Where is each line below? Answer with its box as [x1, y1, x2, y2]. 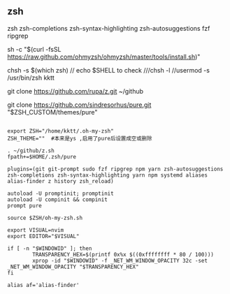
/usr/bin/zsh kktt [7, 73, 55, 82]
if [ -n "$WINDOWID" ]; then [7, 244, 92, 252]
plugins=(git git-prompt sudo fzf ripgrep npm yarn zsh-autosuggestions [7, 166, 224, 172]
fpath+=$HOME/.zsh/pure [7, 153, 77, 160]
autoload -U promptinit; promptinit [7, 190, 114, 197]
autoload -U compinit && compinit [7, 196, 108, 203]
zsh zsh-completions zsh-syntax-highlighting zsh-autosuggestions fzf [7, 24, 210, 32]
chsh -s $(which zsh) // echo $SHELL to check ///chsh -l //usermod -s [7, 66, 210, 74]
